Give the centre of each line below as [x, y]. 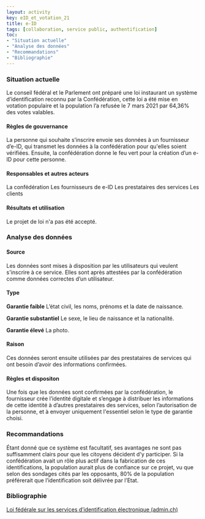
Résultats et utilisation [35, 208]
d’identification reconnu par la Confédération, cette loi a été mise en [92, 99]
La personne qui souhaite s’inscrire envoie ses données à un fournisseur [98, 140]
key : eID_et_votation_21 [38, 18]
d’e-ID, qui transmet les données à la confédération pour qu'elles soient [96, 146]
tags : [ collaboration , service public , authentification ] [82, 29]
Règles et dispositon [33, 378]
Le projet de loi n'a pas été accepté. [51, 221]
